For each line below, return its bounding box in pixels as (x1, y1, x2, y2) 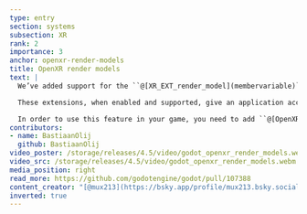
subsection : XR (9, 30, 68, 39)
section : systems (9, 22, 76, 31)
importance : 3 (9, 48, 64, 57)
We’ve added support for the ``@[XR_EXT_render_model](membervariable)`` (17, 81, 304, 91)
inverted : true (9, 191, 68, 200)
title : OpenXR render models (9, 65, 121, 74)
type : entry (9, 13, 55, 23)
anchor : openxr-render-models (9, 56, 125, 65)
